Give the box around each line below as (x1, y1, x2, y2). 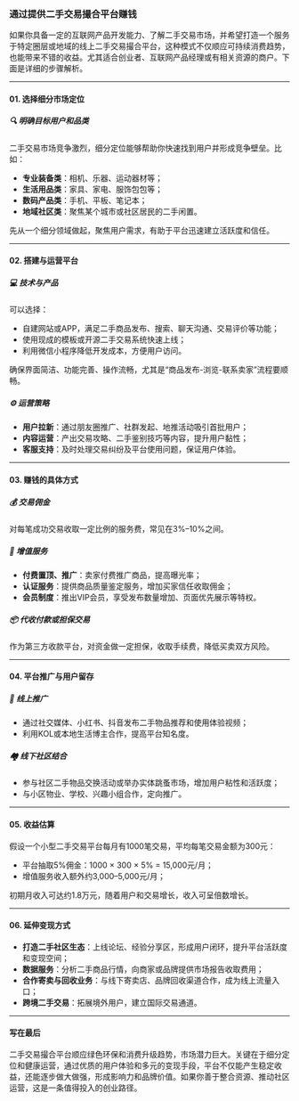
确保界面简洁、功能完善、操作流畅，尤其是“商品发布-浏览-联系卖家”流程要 (9, 364, 281, 375)
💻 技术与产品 (9, 278, 59, 289)
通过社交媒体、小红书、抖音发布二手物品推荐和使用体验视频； (21, 717, 249, 728)
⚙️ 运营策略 (9, 398, 50, 409)
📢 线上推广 (9, 693, 48, 705)
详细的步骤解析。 (24, 63, 87, 74)
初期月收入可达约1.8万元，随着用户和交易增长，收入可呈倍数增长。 (9, 889, 254, 901)
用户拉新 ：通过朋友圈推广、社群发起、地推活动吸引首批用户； (21, 421, 249, 433)
